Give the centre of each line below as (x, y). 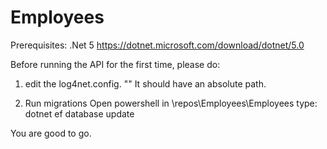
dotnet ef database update (79, 113)
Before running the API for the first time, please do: (115, 64)
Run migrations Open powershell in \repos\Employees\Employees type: (171, 103)
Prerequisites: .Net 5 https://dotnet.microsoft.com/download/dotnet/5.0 (157, 45)
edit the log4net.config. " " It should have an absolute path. (145, 83)
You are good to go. (51, 133)
